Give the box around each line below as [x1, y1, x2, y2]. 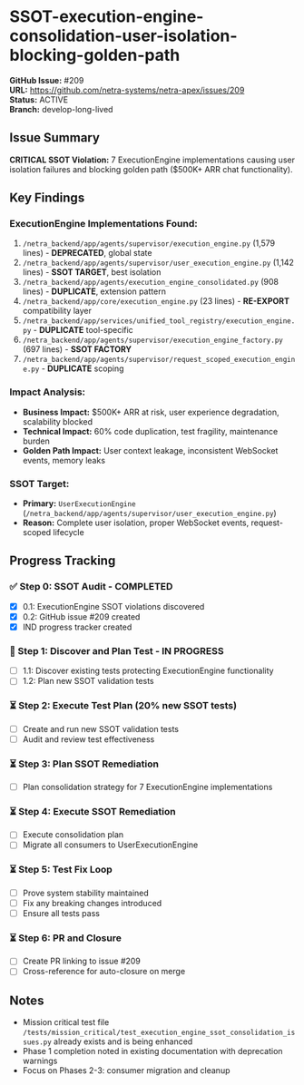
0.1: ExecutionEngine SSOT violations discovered [22, 601, 205, 611]
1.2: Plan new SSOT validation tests [22, 676, 154, 687]
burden [22, 435, 50, 446]
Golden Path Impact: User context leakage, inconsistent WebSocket [22, 445, 279, 455]
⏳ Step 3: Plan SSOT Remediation [9, 758, 159, 770]
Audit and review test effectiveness [22, 733, 155, 745]
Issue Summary [9, 130, 100, 146]
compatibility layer [22, 306, 93, 317]
